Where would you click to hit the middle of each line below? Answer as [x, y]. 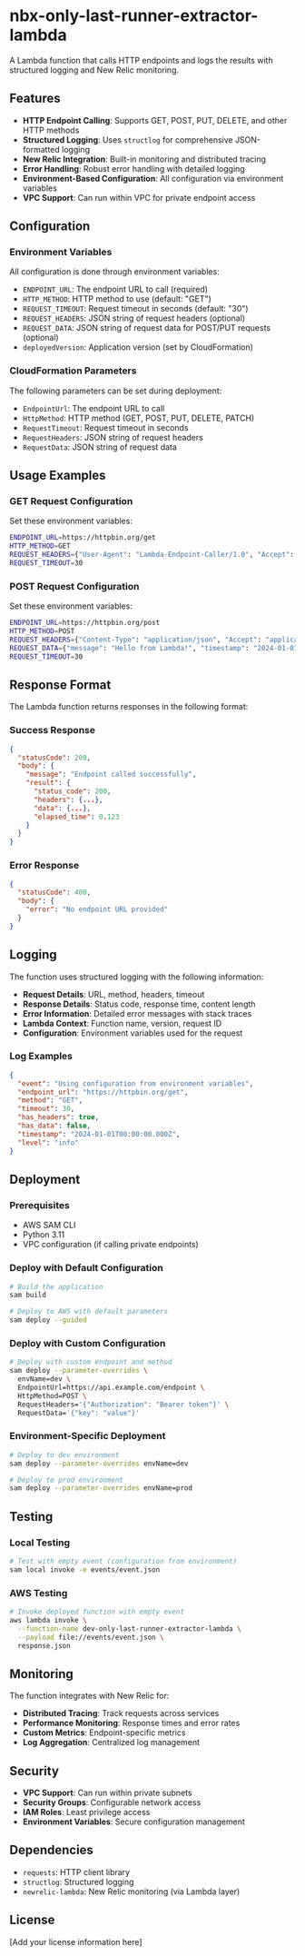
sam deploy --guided [49, 1320]
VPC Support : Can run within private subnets [107, 1793]
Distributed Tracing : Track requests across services [121, 1713]
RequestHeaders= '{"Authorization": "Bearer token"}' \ [123, 1405]
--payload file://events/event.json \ [91, 1637]
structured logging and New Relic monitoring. [94, 70]
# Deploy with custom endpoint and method [91, 1362]
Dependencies [51, 1850]
